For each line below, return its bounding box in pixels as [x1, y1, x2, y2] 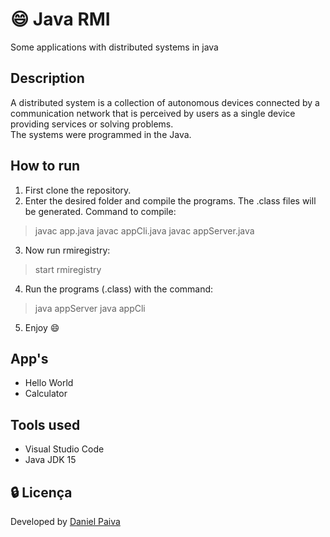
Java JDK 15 [24, 454, 77, 466]
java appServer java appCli [34, 302, 146, 314]
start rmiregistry [34, 263, 102, 275]
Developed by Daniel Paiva [10, 516, 121, 527]
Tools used [10, 416, 81, 433]
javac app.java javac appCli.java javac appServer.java [34, 224, 255, 237]
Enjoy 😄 [24, 321, 60, 333]
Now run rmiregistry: [24, 244, 111, 256]
